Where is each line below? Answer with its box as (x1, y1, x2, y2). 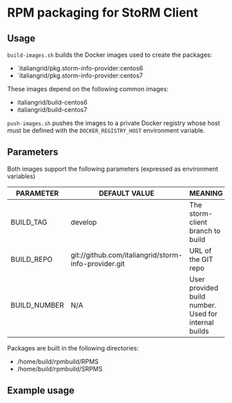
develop (70, 217, 97, 227)
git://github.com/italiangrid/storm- (70, 250, 183, 260)
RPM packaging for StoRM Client (7, 5, 199, 21)
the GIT (189, 254, 213, 264)
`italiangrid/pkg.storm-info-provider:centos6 (17, 64, 144, 72)
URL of (189, 245, 212, 255)
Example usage (7, 385, 75, 397)
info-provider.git (70, 259, 126, 268)
